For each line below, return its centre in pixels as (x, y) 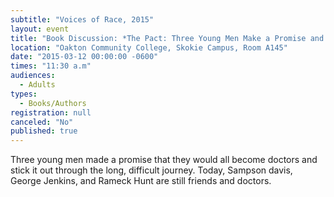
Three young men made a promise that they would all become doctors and (164, 160)
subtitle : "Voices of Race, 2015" (82, 19)
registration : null (51, 112)
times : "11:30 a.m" (51, 66)
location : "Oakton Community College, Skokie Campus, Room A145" (149, 47)
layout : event (40, 29)
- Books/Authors (53, 103)
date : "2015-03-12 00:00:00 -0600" (84, 57)
